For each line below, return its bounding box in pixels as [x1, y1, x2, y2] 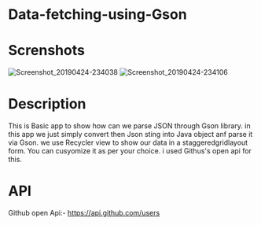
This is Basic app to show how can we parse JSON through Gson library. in [8, 121, 251, 131]
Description [8, 95, 86, 113]
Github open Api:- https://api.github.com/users [8, 208, 160, 217]
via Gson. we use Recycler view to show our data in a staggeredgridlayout [8, 138, 248, 147]
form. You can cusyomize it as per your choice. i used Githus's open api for [8, 146, 252, 156]
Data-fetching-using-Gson [8, 6, 187, 24]
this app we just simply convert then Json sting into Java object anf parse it [8, 130, 253, 139]
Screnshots [8, 42, 85, 60]
